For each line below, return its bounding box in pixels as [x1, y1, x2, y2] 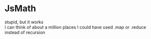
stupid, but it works [4, 19, 44, 25]
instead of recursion [4, 29, 45, 35]
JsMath [4, 3, 36, 14]
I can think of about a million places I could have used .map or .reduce [4, 24, 147, 30]
